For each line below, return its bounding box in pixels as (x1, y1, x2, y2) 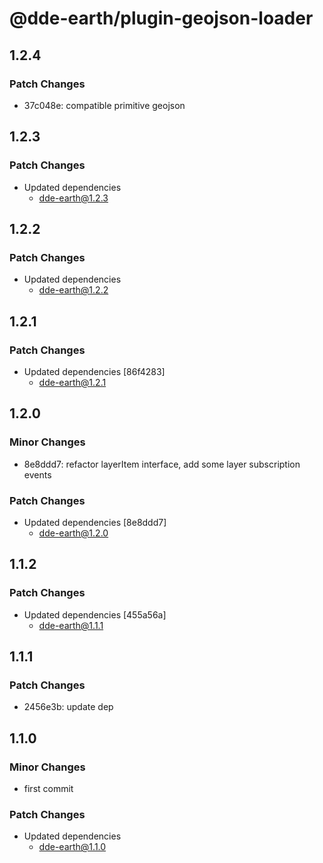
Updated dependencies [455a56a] (23, 608, 167, 621)
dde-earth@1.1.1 (38, 619, 104, 631)
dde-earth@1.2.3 (38, 192, 109, 204)
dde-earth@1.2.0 (38, 527, 109, 539)
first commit (23, 782, 74, 794)
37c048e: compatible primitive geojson (23, 99, 186, 111)
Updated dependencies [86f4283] (23, 365, 166, 377)
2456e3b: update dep (23, 701, 114, 713)
